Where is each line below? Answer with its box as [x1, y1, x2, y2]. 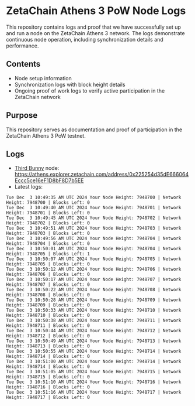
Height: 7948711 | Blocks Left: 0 [6, 323, 90, 329]
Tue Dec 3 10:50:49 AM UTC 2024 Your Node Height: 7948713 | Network [6, 338, 182, 344]
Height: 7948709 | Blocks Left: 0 [6, 302, 90, 308]
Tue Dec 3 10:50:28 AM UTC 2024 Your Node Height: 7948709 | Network [6, 297, 182, 303]
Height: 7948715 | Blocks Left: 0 [6, 374, 90, 380]
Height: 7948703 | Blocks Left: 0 [6, 230, 90, 237]
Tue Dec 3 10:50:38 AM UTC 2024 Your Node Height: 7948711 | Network [6, 318, 182, 323]
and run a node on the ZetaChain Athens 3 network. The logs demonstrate [6, 29, 185, 36]
